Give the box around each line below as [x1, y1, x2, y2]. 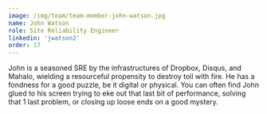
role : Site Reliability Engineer [8, 26, 120, 34]
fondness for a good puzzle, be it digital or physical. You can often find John [8, 81, 260, 90]
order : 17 [8, 41, 41, 49]
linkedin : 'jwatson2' [8, 33, 80, 42]
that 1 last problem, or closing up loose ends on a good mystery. [8, 97, 219, 107]
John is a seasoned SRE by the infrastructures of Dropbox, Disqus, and [8, 63, 241, 73]
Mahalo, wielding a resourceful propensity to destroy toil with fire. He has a [8, 72, 255, 81]
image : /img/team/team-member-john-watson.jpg [8, 11, 166, 20]
